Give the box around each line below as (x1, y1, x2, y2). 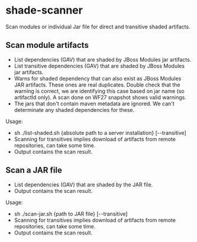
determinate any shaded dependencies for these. (14, 106, 135, 113)
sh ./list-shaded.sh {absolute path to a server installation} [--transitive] (14, 129, 187, 136)
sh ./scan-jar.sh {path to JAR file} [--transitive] (14, 210, 128, 217)
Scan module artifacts (5, 40, 89, 50)
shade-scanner (5, 4, 83, 17)
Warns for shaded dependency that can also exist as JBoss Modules (14, 75, 182, 82)
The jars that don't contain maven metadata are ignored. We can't (14, 100, 175, 107)
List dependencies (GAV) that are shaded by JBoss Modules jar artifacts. (14, 56, 192, 63)
